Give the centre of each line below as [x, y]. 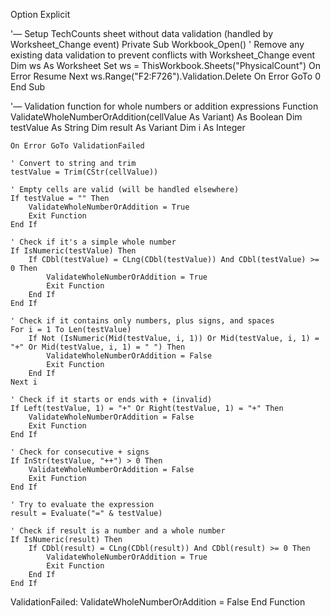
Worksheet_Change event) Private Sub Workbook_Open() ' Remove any [157, 44]
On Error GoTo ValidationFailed [77, 146]
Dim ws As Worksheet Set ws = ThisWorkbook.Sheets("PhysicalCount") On [166, 65]
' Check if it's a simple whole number [93, 242]
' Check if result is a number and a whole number [118, 531]
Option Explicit [40, 14]
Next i [24, 382]
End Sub [28, 87]
